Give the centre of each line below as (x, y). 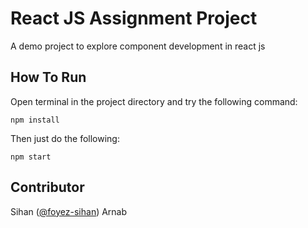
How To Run (48, 77)
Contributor (47, 187)
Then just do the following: (65, 138)
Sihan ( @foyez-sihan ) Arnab (69, 211)
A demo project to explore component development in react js (138, 46)
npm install (35, 120)
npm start (31, 157)
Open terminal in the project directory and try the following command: (154, 101)
